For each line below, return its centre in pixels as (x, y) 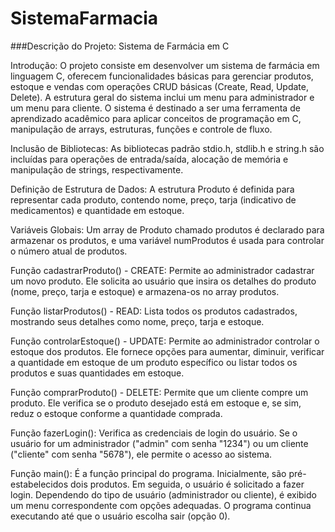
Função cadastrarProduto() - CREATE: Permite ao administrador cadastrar (162, 270)
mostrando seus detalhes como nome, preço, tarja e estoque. (137, 321)
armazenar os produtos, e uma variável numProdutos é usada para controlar (167, 240)
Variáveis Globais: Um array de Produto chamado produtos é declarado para (167, 229)
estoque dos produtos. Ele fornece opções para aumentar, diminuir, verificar (167, 351)
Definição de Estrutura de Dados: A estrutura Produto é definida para (152, 189)
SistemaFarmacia (84, 18)
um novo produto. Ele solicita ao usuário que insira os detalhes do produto (163, 281)
